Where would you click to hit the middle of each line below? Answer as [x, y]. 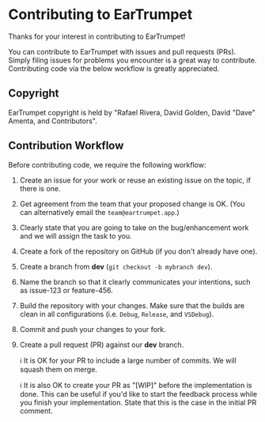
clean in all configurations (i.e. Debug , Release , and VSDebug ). [117, 314]
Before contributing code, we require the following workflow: [107, 164]
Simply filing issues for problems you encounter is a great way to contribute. [132, 60]
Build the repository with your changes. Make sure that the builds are [132, 305]
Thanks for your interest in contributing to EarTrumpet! [97, 36]
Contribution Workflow [66, 146]
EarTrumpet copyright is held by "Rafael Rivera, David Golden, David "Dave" [132, 112]
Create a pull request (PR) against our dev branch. [102, 345]
